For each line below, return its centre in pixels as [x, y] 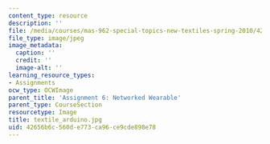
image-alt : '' [39, 68]
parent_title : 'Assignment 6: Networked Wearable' [95, 98]
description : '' [35, 23]
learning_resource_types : [51, 75]
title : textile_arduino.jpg [55, 120]
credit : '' [34, 61]
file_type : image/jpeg [46, 38]
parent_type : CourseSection [55, 105]
